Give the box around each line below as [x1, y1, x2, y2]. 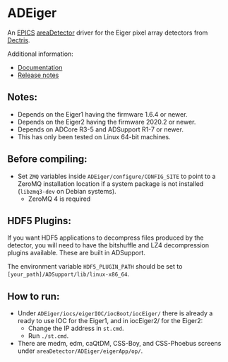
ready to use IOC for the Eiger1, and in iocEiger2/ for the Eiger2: [17, 317, 203, 325]
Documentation [17, 63, 63, 71]
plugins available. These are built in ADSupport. [7, 249, 146, 257]
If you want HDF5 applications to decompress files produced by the [7, 233, 204, 242]
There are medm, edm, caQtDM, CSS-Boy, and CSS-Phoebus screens [17, 339, 222, 348]
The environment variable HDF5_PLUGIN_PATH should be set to [7, 262, 183, 271]
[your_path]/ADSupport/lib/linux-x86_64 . [7, 270, 130, 279]
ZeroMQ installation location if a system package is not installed [17, 179, 204, 188]
